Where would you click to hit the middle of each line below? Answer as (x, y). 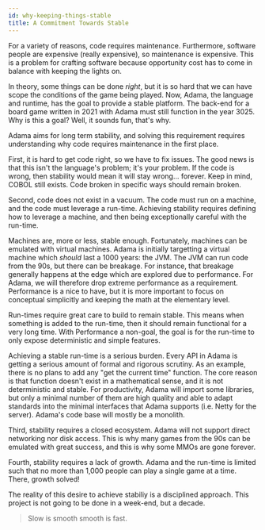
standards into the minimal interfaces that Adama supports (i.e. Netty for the (132, 406)
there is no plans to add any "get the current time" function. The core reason (133, 372)
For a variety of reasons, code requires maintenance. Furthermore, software (132, 45)
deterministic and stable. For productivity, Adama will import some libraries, (131, 389)
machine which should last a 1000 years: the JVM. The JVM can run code (129, 257)
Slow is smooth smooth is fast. (78, 518)
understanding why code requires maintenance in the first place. (114, 144)
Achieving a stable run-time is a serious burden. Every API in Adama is (123, 355)
